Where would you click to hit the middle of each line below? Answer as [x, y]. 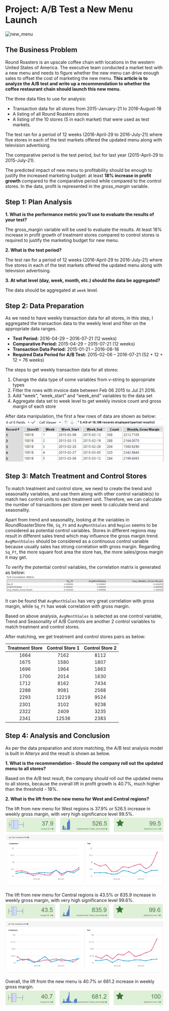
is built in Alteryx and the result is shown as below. [58, 753]
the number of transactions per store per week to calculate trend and [77, 504]
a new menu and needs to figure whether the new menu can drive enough [82, 73]
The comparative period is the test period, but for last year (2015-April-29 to [84, 155]
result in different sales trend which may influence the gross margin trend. [82, 536]
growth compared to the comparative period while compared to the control [83, 181]
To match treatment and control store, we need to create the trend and [78, 488]
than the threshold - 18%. [32, 789]
